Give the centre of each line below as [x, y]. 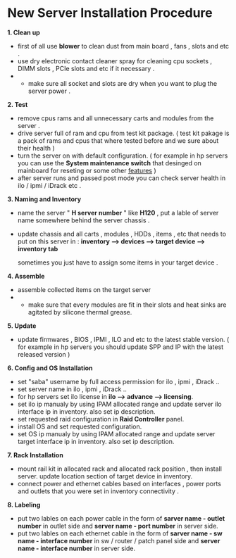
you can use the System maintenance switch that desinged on [110, 163]
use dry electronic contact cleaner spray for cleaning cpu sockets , [115, 61]
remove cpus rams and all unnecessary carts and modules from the [116, 118]
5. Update [22, 326]
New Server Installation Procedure [110, 13]
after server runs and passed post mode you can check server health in [122, 178]
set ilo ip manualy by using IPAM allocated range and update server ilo [119, 404]
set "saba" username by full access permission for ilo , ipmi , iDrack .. [118, 381]
